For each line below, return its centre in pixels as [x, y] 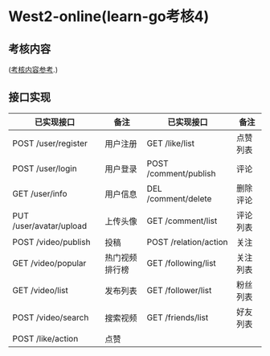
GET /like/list [171, 143]
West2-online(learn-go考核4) [109, 17]
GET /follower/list [179, 290]
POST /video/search [51, 317]
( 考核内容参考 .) [33, 70]
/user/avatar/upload [50, 226]
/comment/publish [181, 173]
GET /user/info [40, 193]
